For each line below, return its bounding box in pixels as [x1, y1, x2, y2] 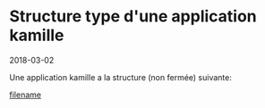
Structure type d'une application [9, 6, 257, 27]
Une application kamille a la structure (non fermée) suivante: [9, 71, 233, 82]
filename [9, 89, 42, 100]
